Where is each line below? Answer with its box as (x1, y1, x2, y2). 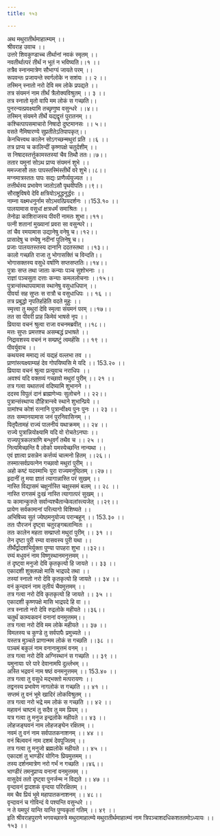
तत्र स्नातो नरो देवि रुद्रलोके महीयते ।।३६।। (7, 605, 106, 613)
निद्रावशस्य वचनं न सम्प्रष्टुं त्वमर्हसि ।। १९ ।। (7, 335, 108, 343)
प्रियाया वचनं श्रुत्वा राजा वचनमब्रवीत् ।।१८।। (7, 320, 106, 328)
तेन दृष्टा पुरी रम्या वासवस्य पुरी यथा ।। (7, 536, 93, 544)
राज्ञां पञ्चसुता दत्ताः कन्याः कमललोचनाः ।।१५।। (7, 273, 114, 282)
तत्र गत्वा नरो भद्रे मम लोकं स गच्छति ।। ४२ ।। (7, 698, 112, 706)
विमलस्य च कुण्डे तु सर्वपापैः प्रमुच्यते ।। (7, 628, 91, 637)
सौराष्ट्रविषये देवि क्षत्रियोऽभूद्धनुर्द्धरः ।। (7, 189, 84, 197)
